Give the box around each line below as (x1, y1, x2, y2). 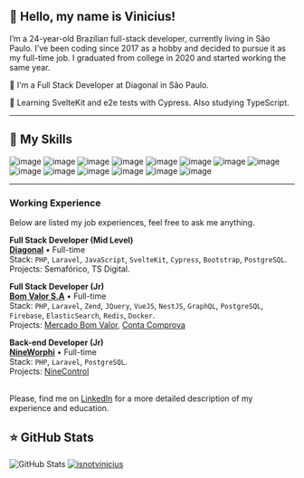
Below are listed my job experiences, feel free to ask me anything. (9, 216, 255, 227)
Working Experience (9, 196, 101, 209)
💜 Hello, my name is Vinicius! (9, 9, 176, 24)
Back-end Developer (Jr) (9, 337, 104, 348)
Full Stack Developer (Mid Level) (9, 234, 134, 245)
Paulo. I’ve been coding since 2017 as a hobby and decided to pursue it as (9, 43, 287, 53)
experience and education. (9, 402, 109, 413)
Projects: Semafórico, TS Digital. (9, 263, 130, 274)
